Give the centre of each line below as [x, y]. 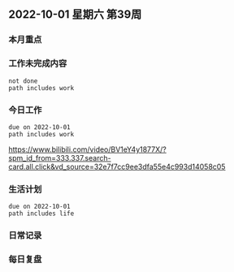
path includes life [41, 214]
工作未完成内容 [38, 63]
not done [23, 81]
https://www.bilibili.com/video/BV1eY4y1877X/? [87, 149]
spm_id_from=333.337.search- [60, 158]
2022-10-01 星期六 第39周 [75, 15]
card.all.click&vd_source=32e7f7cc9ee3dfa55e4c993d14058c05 [117, 166]
